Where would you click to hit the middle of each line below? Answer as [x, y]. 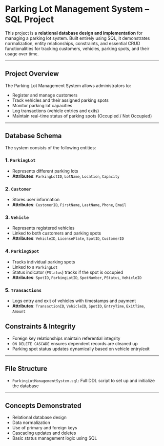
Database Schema [33, 136]
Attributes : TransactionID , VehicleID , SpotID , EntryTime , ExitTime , [79, 306]
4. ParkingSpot [22, 251]
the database [25, 386]
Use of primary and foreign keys [44, 428]
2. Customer [18, 188]
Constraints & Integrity [40, 327]
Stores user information [36, 200]
